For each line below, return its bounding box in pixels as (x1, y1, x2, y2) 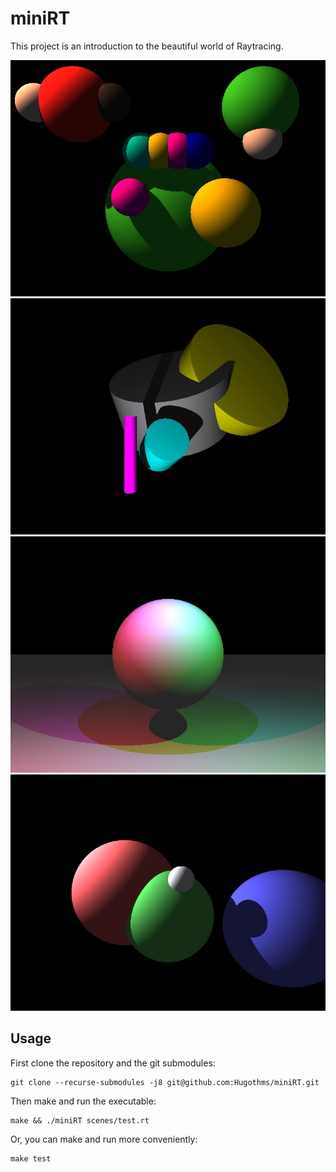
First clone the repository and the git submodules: (10, 1057, 216, 1069)
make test (10, 1153, 52, 1164)
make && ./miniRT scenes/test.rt (10, 1115, 150, 1126)
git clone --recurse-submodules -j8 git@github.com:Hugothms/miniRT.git (10, 1077, 320, 1087)
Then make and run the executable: (10, 1095, 157, 1107)
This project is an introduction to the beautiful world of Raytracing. (10, 40, 284, 52)
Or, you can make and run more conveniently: (10, 1133, 198, 1145)
